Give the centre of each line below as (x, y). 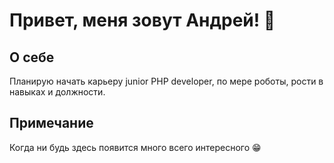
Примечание (51, 123)
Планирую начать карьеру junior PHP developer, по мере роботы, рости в (166, 81)
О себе (32, 57)
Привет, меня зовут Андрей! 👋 (142, 20)
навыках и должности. (57, 92)
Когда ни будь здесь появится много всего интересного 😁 (135, 147)
